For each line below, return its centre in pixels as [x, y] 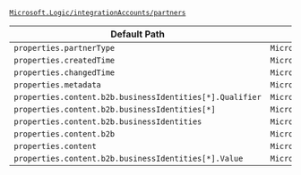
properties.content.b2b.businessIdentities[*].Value [129, 158]
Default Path [138, 34]
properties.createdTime [64, 60]
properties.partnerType [64, 48]
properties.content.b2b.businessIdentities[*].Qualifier [138, 97]
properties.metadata [57, 85]
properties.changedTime [64, 73]
